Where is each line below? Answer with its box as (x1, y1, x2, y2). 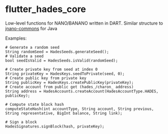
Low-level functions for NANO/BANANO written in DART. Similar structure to (5, 20, 163, 26)
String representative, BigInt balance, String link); (5, 110, 123, 116)
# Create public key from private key (5, 75, 87, 81)
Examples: (5, 35, 27, 41)
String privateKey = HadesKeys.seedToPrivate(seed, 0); (5, 71, 125, 76)
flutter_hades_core (5, 4, 87, 15)
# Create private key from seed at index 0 (5, 67, 98, 72)
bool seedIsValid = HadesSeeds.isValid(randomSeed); (5, 58, 118, 63)
